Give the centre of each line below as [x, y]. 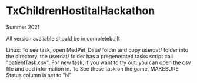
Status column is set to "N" [39, 75]
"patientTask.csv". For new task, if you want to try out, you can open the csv [98, 62]
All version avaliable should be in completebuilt [63, 38]
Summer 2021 [23, 27]
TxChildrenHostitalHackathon [81, 11]
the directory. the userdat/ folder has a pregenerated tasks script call [90, 56]
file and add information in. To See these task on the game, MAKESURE [93, 68]
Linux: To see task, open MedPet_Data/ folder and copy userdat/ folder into [97, 50]
